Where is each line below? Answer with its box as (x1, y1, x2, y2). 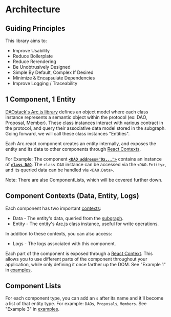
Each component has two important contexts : (5, 205, 101, 211)
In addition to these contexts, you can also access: (5, 230, 113, 236)
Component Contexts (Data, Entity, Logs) (5, 191, 139, 201)
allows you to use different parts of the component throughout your (5, 255, 147, 262)
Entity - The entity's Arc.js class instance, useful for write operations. (12, 221, 159, 227)
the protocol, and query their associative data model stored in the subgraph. (5, 125, 166, 131)
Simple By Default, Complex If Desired (12, 69, 94, 75)
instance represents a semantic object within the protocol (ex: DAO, (5, 114, 147, 120)
